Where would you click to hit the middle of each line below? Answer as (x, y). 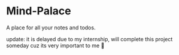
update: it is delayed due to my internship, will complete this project (89, 39)
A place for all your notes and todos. (51, 27)
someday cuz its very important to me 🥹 (55, 45)
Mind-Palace (39, 11)
